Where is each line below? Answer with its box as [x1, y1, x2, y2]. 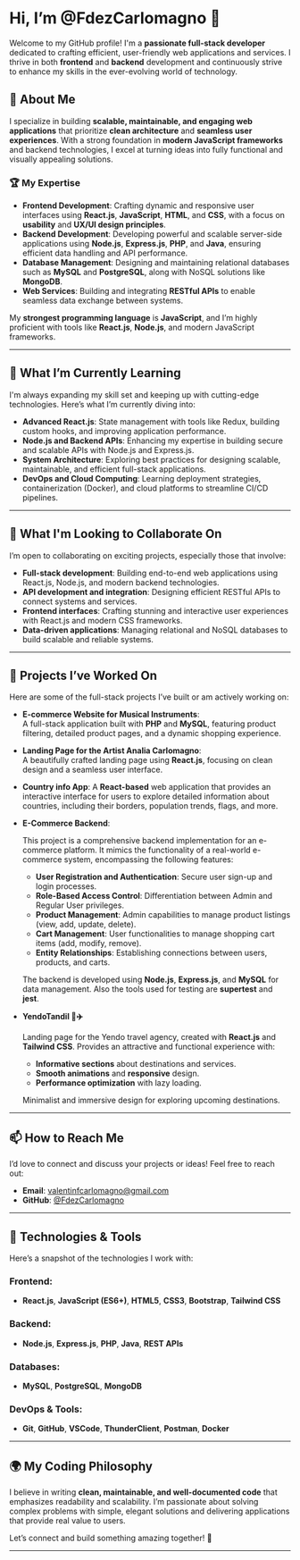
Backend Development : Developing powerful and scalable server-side [21, 229, 283, 239]
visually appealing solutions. [9, 154, 113, 164]
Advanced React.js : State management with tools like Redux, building [21, 415, 279, 427]
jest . [21, 994, 39, 1004]
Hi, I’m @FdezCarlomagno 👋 [9, 8, 221, 29]
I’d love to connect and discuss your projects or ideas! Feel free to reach [9, 1159, 275, 1170]
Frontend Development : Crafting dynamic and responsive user [21, 200, 254, 211]
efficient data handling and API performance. [21, 247, 188, 258]
